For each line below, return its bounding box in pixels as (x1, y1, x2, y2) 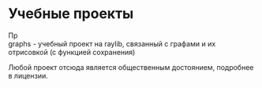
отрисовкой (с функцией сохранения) (8, 47, 136, 57)
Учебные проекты (8, 5, 134, 23)
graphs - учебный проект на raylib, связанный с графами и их (8, 38, 216, 48)
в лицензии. (8, 71, 49, 80)
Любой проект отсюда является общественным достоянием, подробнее (8, 62, 254, 71)
